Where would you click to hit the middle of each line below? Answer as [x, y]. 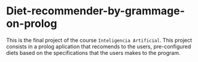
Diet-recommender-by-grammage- [96, 11]
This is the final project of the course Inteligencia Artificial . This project [99, 40]
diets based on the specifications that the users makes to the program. [93, 52]
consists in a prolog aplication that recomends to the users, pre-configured [99, 46]
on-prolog [32, 24]
